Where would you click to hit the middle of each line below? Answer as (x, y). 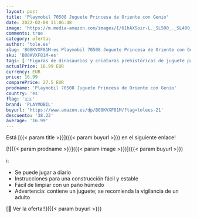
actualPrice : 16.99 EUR (35, 66)
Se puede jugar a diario (43, 172)
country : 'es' (23, 93)
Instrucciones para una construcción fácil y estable (77, 179)
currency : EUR (23, 72)
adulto (22, 197)
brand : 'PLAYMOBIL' (30, 104)
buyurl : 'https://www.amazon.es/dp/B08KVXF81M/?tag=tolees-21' (85, 110)
